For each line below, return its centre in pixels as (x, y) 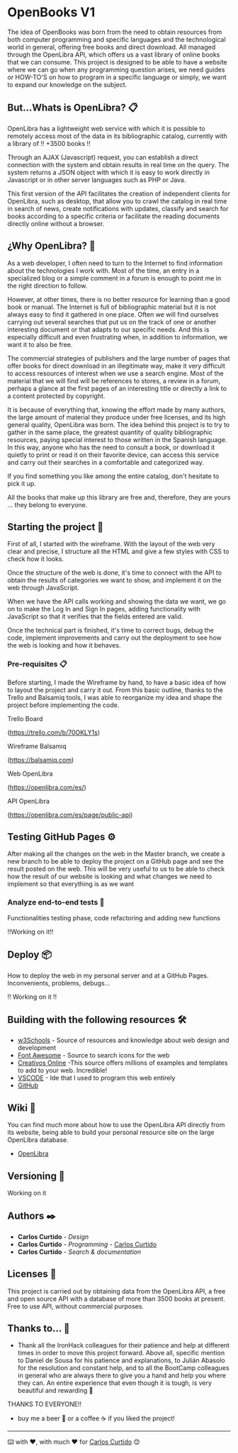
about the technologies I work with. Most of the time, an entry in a (103, 271)
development (37, 1048)
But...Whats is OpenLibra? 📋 (73, 108)
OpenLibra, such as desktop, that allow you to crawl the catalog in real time (117, 201)
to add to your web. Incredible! (62, 1070)
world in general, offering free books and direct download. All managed (112, 47)
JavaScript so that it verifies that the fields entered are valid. (95, 616)
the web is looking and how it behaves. (64, 645)
